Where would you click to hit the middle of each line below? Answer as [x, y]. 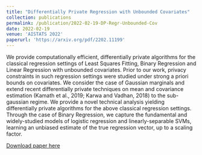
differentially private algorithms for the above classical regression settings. [99, 108]
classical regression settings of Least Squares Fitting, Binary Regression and [101, 63]
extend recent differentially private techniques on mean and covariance [95, 89]
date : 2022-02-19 [28, 29]
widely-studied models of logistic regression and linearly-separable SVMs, [99, 121]
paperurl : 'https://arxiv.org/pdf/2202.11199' [66, 40]
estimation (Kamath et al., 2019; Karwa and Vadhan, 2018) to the [86, 95]
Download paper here [33, 146]
